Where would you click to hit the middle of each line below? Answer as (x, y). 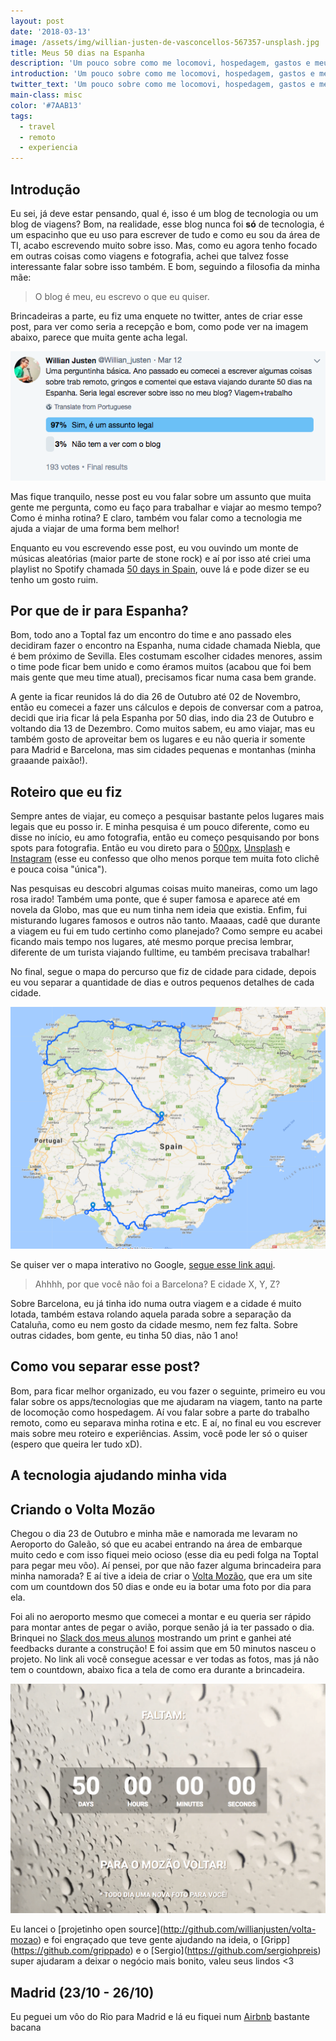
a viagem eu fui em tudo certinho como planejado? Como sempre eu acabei (166, 931)
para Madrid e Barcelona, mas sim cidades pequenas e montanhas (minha (163, 750)
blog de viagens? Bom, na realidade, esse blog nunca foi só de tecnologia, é (167, 224)
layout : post (37, 21)
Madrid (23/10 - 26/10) (82, 1992)
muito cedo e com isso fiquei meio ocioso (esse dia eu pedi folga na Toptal (164, 1555)
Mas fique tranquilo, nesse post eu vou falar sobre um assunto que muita (161, 496)
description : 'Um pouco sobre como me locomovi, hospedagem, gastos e (160, 63)
